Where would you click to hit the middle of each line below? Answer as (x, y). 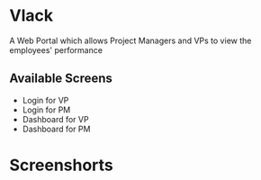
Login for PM (46, 110)
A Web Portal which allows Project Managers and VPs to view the (130, 40)
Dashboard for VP (55, 119)
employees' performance (56, 49)
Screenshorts (62, 165)
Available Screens (61, 79)
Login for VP (45, 100)
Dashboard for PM (56, 129)
